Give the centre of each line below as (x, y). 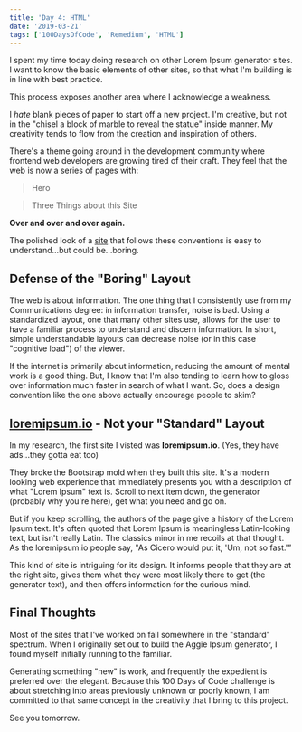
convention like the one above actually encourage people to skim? (132, 395)
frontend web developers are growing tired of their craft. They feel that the (148, 161)
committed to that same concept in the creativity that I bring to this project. (149, 700)
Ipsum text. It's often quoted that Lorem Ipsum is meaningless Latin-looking (150, 528)
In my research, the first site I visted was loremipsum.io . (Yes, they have (145, 445)
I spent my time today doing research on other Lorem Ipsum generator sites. (151, 61)
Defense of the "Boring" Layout (100, 278)
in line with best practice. (56, 80)
